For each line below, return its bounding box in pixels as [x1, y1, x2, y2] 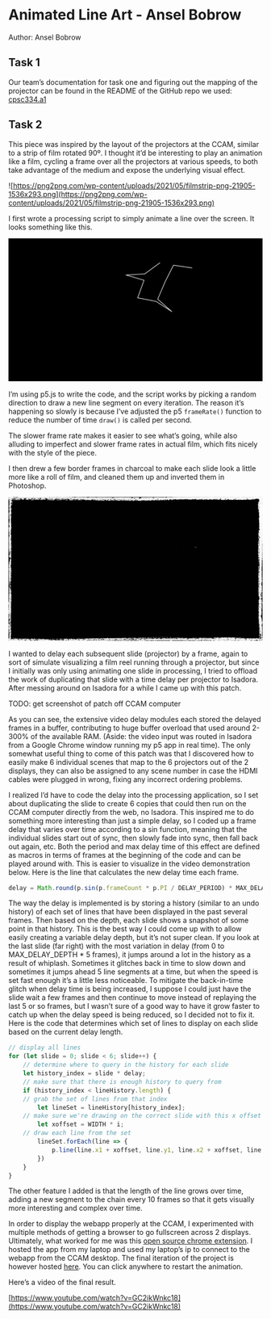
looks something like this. [8, 222, 93, 232]
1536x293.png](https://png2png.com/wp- [8, 189, 148, 199]
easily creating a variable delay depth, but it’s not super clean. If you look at [8, 933, 260, 943]
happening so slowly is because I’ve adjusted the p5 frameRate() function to [8, 406, 262, 417]
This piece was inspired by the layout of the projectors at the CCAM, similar [8, 139, 260, 149]
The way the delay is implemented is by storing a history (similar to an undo [8, 898, 260, 908]
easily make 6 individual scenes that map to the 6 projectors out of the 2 [8, 757, 249, 767]
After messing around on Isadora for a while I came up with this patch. [8, 683, 242, 692]
